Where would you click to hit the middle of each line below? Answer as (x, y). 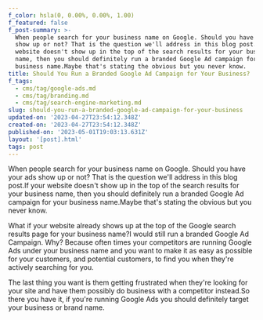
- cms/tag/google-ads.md (56, 88)
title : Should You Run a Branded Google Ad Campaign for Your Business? (129, 74)
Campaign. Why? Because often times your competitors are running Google (130, 242)
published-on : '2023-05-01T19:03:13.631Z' (78, 132)
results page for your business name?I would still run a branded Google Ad (128, 234)
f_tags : (21, 81)
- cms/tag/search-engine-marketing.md (79, 103)
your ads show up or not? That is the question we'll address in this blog (123, 177)
